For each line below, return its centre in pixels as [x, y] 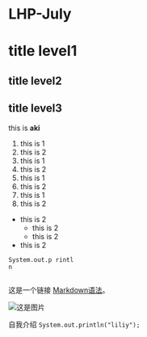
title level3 [36, 109]
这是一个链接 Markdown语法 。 [59, 290]
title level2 [35, 80]
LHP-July [40, 14]
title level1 [43, 51]
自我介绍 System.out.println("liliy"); [74, 324]
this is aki [24, 128]
